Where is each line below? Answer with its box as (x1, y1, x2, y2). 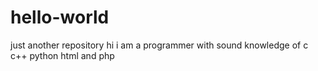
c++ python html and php (10, 49, 115, 61)
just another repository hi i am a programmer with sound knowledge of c (10, 39, 309, 51)
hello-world (10, 6, 110, 29)
